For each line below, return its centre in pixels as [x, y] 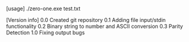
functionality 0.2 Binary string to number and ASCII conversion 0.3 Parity [94, 26]
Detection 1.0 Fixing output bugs [45, 33]
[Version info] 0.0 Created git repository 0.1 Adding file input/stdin [86, 20]
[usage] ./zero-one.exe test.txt [43, 9]
